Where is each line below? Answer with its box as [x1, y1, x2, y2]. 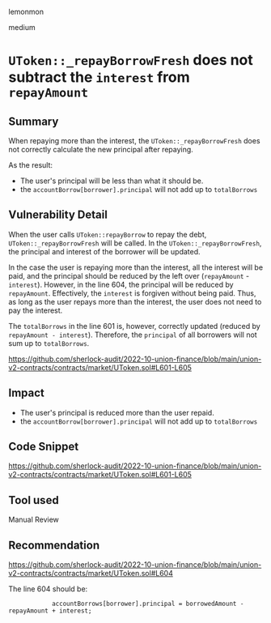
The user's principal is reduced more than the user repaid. [19, 408, 214, 417]
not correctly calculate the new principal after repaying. [8, 145, 194, 154]
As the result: [8, 160, 53, 169]
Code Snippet [8, 440, 79, 454]
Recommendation [8, 538, 100, 552]
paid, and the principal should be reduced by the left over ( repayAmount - [8, 271, 249, 280]
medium [8, 23, 36, 32]
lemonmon [8, 7, 44, 16]
